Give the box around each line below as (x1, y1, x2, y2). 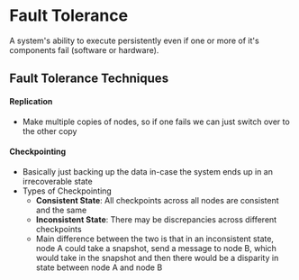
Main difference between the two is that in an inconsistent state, (35, 233, 275, 244)
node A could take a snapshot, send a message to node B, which (35, 242, 277, 253)
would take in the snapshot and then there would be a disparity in (35, 252, 279, 263)
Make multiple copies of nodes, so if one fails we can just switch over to (22, 116, 290, 127)
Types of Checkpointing (22, 185, 113, 196)
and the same (35, 204, 87, 215)
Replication (9, 95, 53, 106)
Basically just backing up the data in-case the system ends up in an (22, 166, 273, 176)
